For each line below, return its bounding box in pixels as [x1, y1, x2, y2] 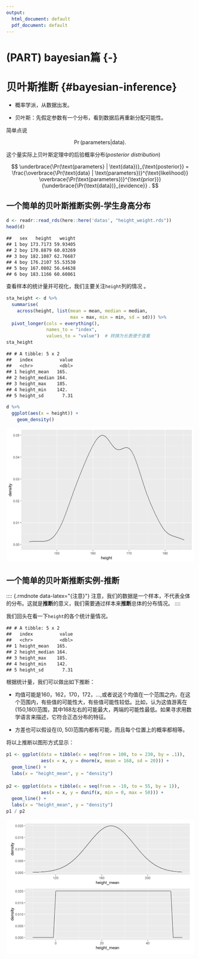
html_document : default [11, 16, 70, 22]
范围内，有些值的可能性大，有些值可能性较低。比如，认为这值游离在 [20, 698, 188, 705]
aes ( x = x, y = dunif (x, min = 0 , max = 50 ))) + [41, 789, 164, 795]
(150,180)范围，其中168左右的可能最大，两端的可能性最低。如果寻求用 [14, 706, 186, 713]
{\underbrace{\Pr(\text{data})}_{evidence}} [41, 182, 148, 189]
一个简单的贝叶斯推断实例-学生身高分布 [6, 200, 151, 210]
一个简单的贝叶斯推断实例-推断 [6, 575, 120, 585]
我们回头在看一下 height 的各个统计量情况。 [6, 613, 111, 620]
